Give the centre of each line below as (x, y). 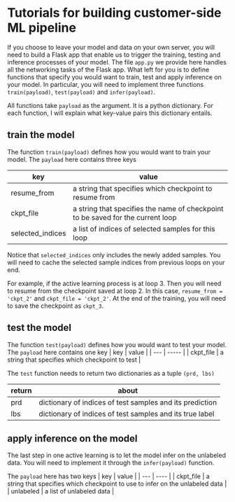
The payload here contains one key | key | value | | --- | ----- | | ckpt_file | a (115, 352)
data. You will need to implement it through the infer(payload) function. (111, 463)
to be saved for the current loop (125, 217)
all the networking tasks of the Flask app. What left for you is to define (108, 69)
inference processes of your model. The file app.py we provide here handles (117, 62)
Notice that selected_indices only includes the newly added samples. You (114, 255)
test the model (40, 328)
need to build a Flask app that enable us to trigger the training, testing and (114, 55)
